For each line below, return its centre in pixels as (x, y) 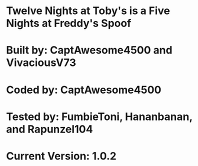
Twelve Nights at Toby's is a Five (88, 11)
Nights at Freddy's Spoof (69, 23)
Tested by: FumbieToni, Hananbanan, (99, 117)
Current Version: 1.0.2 (61, 156)
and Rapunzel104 (50, 129)
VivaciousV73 (41, 63)
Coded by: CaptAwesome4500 (84, 90)
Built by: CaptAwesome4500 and (89, 50)
